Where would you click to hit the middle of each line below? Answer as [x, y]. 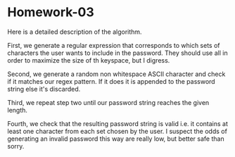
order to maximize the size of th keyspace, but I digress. [89, 60]
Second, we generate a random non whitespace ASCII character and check [116, 74]
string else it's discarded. [44, 89]
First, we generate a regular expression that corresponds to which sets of [114, 45]
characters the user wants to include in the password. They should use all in [118, 53]
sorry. [16, 146]
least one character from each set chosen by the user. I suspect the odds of [117, 131]
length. [18, 110]
